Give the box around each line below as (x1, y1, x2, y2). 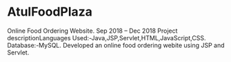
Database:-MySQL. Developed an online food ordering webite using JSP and (7, 41, 225, 49)
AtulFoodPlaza (7, 4, 93, 20)
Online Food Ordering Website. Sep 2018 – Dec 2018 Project (7, 27, 178, 35)
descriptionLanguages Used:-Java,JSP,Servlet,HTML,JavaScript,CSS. (7, 33, 206, 42)
